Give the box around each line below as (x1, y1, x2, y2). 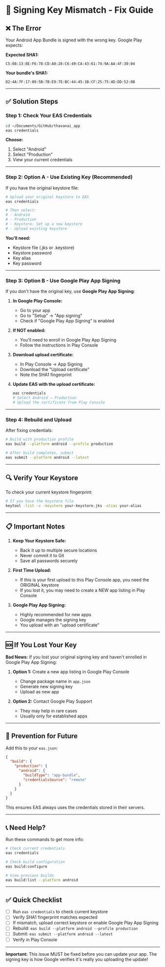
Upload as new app (20, 688, 59, 694)
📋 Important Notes (5, 522, 65, 530)
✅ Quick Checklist (5, 896, 62, 904)
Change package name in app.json (20, 678, 91, 684)
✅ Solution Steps (5, 97, 58, 106)
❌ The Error (5, 24, 42, 32)
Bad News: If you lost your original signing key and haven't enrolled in (5, 654, 147, 660)
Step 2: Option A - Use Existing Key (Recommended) (5, 174, 133, 181)
